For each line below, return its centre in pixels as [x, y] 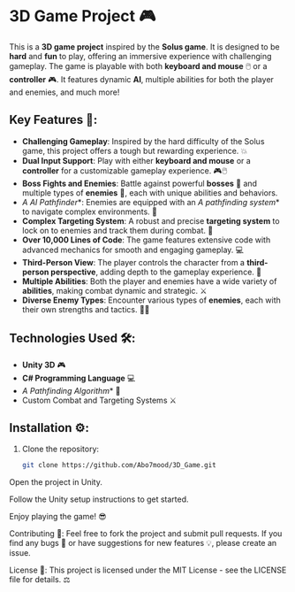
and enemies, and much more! [64, 92]
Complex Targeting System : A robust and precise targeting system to [151, 220]
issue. [20, 553]
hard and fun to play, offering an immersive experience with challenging [140, 56]
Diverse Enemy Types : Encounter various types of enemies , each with [151, 300]
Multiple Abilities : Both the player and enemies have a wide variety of [149, 281]
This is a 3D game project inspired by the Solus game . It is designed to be [144, 46]
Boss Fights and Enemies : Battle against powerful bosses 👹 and [140, 183]
